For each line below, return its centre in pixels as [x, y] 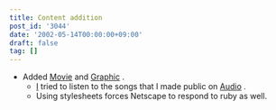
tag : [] [24, 51]
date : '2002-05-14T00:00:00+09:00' [76, 34]
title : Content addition [56, 18]
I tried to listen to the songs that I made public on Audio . [141, 87]
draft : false [34, 43]
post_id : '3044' [40, 26]
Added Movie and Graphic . [73, 77]
